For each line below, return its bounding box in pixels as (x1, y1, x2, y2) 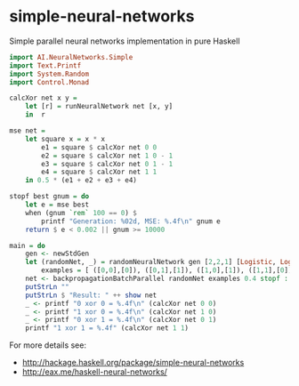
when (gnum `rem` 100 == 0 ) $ (25, 208, 138, 217)
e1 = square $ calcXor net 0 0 (41, 142, 158, 152)
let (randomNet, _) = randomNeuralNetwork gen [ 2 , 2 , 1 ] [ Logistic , (25, 258, 277, 267)
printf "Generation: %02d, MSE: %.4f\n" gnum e (41, 216, 221, 226)
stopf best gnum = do (9, 192, 90, 201)
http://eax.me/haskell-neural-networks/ (21, 366, 167, 377)
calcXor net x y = (9, 93, 77, 103)
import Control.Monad (9, 77, 90, 86)
